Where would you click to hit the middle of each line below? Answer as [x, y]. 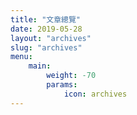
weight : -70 [71, 76]
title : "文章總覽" [46, 19]
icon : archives [95, 94]
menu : [21, 57]
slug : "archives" [46, 47]
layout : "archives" [51, 38]
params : [62, 85]
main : [40, 66]
